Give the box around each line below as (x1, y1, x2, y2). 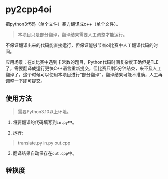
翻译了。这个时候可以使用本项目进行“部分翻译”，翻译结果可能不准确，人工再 (5, 71, 163, 77)
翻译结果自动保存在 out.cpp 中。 (12, 150, 77, 156)
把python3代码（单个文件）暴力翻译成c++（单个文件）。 (5, 21, 121, 27)
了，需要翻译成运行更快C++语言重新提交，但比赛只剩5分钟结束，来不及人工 (5, 65, 162, 71)
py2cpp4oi (5, 4, 52, 15)
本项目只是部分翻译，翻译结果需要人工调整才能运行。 (17, 31, 128, 37)
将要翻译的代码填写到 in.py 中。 (12, 119, 77, 125)
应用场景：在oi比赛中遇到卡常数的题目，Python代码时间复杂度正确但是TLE (5, 59, 159, 65)
